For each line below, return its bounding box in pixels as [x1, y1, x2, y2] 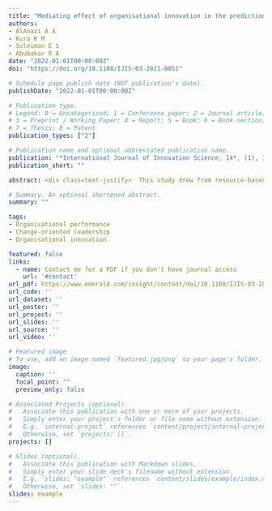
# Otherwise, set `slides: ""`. [8, 483, 125, 491]
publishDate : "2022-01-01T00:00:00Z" [8, 87, 136, 95]
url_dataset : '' [8, 295, 63, 303]
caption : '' [15, 370, 57, 378]
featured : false [8, 250, 63, 258]
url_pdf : [8, 281, 38, 289]
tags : [8, 213, 27, 221]
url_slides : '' [8, 318, 60, 326]
